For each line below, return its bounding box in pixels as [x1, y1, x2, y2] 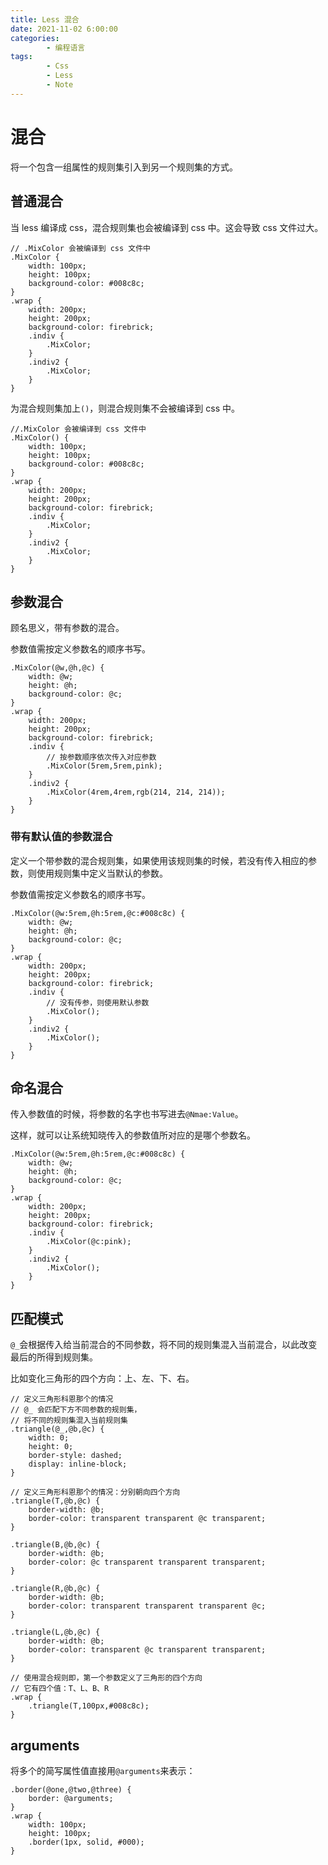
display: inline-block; [28, 1459, 128, 1470]
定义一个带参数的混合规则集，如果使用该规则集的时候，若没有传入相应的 [10, 854, 308, 866]
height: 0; [28, 1442, 74, 1452]
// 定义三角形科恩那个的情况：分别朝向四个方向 [10, 1487, 181, 1498]
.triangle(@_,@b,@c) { [10, 1424, 105, 1435]
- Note [46, 80, 74, 90]
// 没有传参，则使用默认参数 [46, 997, 150, 1008]
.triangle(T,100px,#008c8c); [28, 1701, 150, 1711]
